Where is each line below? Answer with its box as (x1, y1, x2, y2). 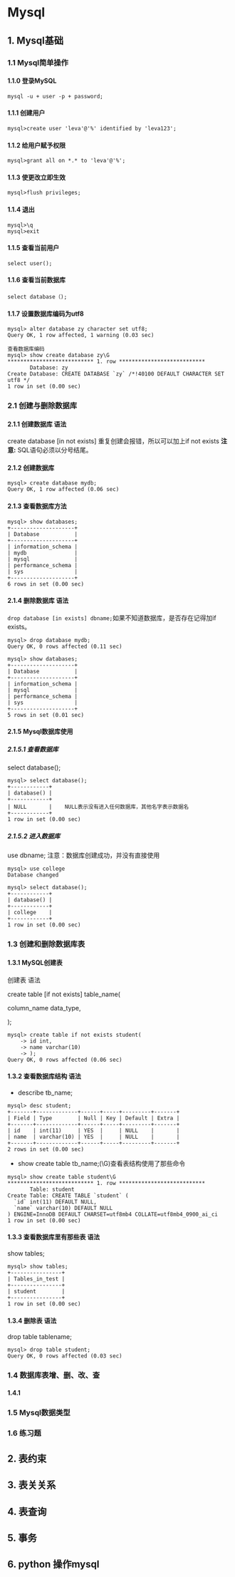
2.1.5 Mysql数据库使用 (7, 728, 73, 736)
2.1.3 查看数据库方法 (7, 502, 67, 510)
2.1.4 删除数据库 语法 (7, 596, 69, 605)
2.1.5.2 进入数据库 (7, 832, 61, 841)
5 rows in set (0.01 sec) (7, 711, 84, 718)
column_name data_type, (7, 1003, 81, 1012)
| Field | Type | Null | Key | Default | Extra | (7, 1115, 180, 1122)
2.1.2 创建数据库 (7, 463, 55, 472)
